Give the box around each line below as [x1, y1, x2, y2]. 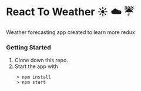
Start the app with [14, 63, 58, 70]
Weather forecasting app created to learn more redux [6, 28, 135, 36]
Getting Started [6, 43, 51, 51]
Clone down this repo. [14, 57, 69, 64]
